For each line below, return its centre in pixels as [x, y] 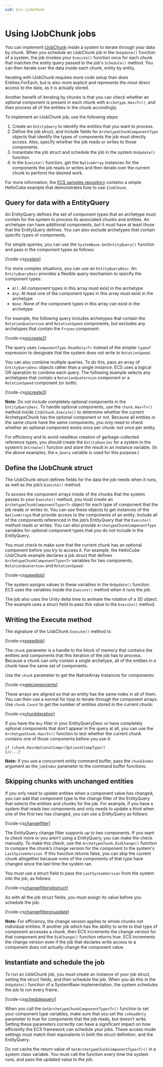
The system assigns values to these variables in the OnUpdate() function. [78, 585]
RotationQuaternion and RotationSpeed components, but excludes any [75, 324]
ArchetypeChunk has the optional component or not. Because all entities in [80, 417]
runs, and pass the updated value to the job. [49, 1059]
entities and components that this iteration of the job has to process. [73, 655]
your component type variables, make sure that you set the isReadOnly [76, 1013]
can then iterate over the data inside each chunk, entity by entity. [70, 68]
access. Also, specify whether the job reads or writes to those [74, 142]
